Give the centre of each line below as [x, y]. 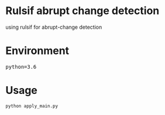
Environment [37, 51]
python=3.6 [21, 67]
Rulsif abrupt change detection [82, 11]
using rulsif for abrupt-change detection [54, 27]
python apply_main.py [32, 106]
